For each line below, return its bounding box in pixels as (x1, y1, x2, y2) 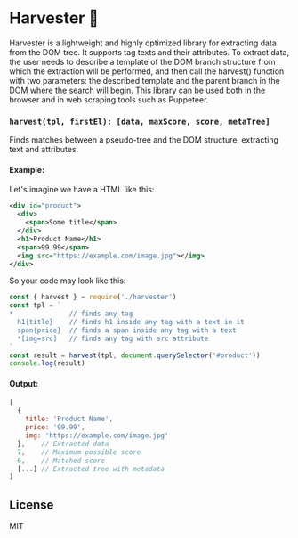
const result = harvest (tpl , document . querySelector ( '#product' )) (9, 351, 261, 360)
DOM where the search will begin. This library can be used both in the (9, 85, 266, 95)
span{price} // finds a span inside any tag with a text (17, 325, 238, 335)
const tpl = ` (9, 301, 62, 310)
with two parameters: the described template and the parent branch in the (9, 75, 280, 86)
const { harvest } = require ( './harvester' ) (9, 293, 177, 302)
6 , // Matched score (17, 456, 105, 465)
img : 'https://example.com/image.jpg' (25, 431, 169, 440)
